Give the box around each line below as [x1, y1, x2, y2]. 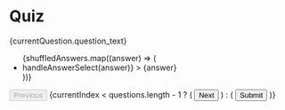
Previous [13, 90, 43, 99]
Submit [239, 90, 264, 99]
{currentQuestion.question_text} [9, 35, 127, 46]
